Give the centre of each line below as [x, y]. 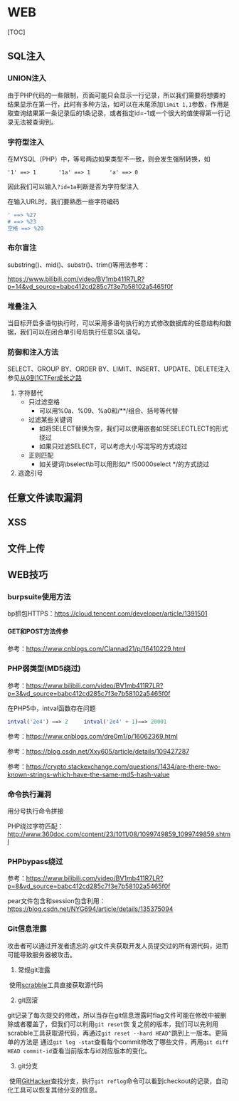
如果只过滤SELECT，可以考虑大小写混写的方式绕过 [113, 446]
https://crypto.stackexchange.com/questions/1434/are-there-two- [123, 767]
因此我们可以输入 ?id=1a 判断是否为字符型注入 [73, 186]
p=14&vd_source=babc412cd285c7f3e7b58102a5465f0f [90, 286]
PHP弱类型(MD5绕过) [44, 668]
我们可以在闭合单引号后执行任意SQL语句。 [82, 332]
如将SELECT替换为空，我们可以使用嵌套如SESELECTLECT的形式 [134, 428]
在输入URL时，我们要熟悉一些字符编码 [63, 201]
